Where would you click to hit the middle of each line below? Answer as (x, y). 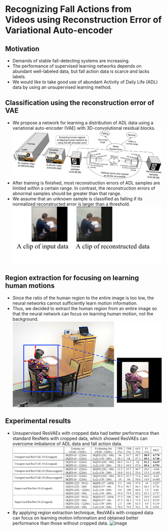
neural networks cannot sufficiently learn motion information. (75, 303)
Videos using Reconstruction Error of (83, 20)
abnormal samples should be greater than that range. (67, 193)
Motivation (22, 49)
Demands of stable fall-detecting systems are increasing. (71, 61)
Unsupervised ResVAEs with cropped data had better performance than (86, 433)
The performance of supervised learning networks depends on (77, 66)
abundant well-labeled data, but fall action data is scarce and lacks (81, 71)
